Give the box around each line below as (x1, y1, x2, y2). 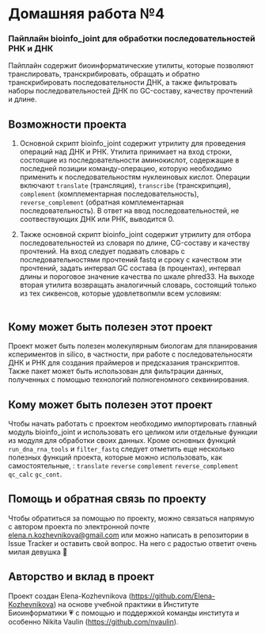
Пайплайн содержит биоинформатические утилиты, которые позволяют (8, 61, 255, 71)
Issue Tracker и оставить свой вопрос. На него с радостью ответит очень (8, 538, 257, 548)
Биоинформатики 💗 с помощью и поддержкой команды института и (8, 608, 240, 617)
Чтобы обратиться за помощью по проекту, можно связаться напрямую (8, 513, 255, 523)
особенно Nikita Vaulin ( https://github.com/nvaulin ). (8, 617, 179, 626)
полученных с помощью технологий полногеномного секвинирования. (8, 375, 249, 384)
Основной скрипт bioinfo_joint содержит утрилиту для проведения (19, 139, 247, 148)
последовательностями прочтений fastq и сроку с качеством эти (19, 255, 242, 265)
